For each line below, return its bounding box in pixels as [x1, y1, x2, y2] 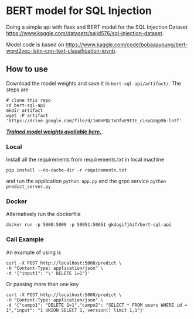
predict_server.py [6, 184, 51, 190]
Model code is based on [6, 41, 64, 48]
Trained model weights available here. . [6, 128, 104, 135]
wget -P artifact [6, 112, 49, 118]
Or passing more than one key [6, 280, 79, 287]
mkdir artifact [6, 107, 43, 114]
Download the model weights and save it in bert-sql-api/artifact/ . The [6, 80, 182, 87]
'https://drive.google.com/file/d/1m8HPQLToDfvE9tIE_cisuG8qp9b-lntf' [6, 118, 182, 124]
